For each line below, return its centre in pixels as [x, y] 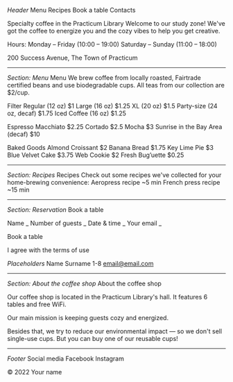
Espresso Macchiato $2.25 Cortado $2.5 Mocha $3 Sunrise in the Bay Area [115, 127]
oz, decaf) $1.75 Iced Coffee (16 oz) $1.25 [67, 113]
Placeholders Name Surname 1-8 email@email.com [80, 264]
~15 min [18, 190]
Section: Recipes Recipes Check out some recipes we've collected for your [114, 175]
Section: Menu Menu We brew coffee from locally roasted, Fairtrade [104, 78]
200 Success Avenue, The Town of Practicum [72, 58]
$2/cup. [18, 92]
